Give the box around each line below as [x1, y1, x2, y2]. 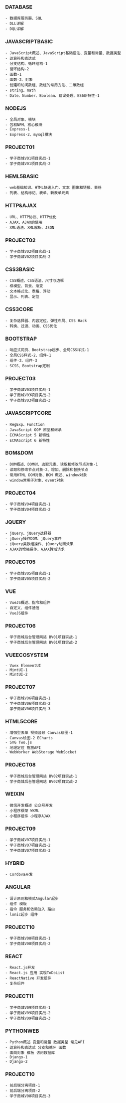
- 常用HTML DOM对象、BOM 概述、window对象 [5, 472, 87, 478]
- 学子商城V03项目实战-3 [5, 398, 51, 403]
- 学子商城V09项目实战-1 [5, 1005, 51, 1010]
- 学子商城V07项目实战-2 [5, 843, 51, 848]
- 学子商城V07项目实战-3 [5, 848, 51, 853]
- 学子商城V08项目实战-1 [5, 936, 51, 941]
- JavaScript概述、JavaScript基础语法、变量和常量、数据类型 [5, 50, 121, 56]
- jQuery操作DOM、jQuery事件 [5, 536, 62, 541]
